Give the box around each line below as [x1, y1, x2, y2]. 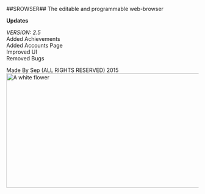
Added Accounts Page [6, 42, 63, 49]
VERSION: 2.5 [6, 29, 41, 36]
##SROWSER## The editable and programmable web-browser [6, 5, 164, 12]
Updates [6, 17, 29, 24]
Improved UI [6, 48, 38, 56]
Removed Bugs [6, 55, 45, 62]
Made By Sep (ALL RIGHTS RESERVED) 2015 [6, 66, 119, 74]
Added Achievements [6, 35, 60, 42]
